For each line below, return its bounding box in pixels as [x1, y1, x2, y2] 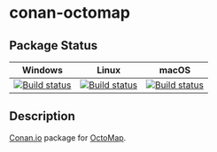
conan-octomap [9, 3, 131, 23]
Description [9, 109, 75, 124]
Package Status [9, 38, 98, 53]
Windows [21, 65, 64, 76]
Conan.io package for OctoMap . [9, 132, 127, 143]
